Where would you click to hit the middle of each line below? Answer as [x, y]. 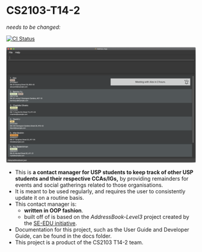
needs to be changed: [34, 27]
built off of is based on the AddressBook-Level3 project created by [106, 217]
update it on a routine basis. [49, 198]
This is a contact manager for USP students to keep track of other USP [104, 172]
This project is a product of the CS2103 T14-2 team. [79, 242]
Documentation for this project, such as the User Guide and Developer [102, 230]
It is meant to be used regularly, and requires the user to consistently [100, 191]
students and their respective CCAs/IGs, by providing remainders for [102, 179]
